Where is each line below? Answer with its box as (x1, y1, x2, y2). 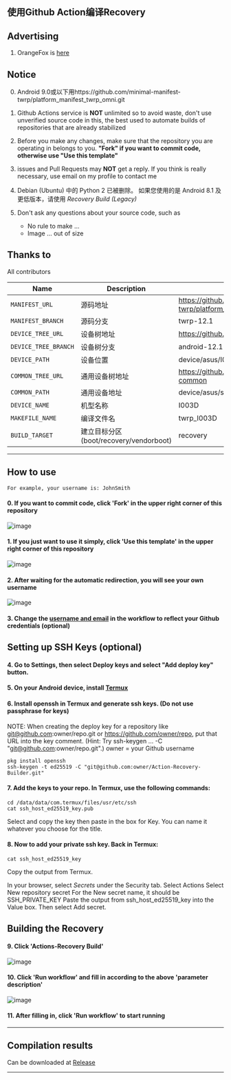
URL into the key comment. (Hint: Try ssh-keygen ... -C (7, 737, 163, 745)
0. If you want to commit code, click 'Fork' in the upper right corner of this (7, 499, 222, 507)
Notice (7, 68, 36, 81)
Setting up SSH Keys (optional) (7, 642, 142, 653)
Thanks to (7, 249, 52, 261)
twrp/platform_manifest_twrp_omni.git (16, 96, 125, 104)
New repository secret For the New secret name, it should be (7, 889, 180, 897)
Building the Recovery (7, 923, 104, 935)
